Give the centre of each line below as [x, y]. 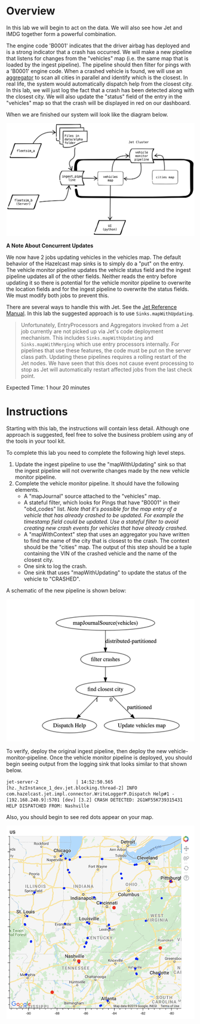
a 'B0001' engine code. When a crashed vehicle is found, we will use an [94, 71]
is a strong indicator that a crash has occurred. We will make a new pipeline [99, 52]
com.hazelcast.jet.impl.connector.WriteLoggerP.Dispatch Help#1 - [90, 794]
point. [28, 376]
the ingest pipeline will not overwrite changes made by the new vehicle [102, 470]
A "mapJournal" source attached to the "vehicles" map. [92, 496]
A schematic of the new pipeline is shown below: [66, 590]
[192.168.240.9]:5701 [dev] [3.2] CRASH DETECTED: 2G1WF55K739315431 [95, 800]
